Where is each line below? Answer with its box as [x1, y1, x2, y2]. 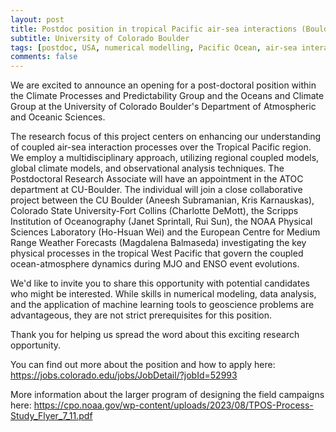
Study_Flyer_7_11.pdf [10, 410, 93, 422]
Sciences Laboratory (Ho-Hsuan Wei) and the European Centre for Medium [10, 226, 321, 238]
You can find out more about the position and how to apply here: [10, 359, 276, 371]
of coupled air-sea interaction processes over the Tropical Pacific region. [10, 141, 312, 153]
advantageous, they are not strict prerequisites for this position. [10, 309, 273, 321]
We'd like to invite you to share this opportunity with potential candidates [10, 277, 310, 290]
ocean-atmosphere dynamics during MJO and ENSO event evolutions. [10, 258, 300, 270]
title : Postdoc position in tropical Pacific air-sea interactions [10, 24, 298, 34]
